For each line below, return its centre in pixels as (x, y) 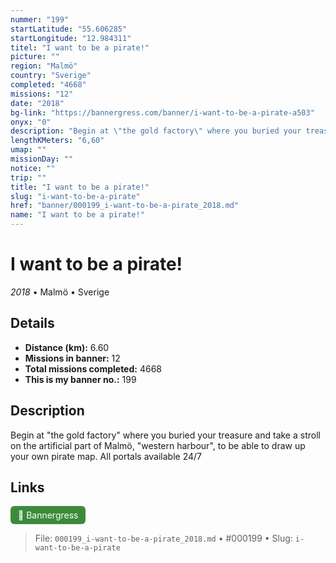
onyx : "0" (31, 122)
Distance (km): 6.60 (67, 347)
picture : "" (35, 57)
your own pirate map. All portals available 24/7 (106, 456)
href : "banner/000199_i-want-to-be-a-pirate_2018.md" (125, 206)
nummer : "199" (40, 19)
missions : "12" (42, 94)
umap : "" (28, 150)
